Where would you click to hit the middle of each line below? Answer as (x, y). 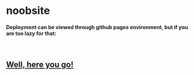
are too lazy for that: (31, 33)
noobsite (28, 11)
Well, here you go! (40, 64)
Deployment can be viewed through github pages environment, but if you (97, 27)
